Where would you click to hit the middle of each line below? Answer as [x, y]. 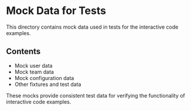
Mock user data [33, 65]
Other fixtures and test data [48, 84]
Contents [23, 52]
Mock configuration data [44, 78]
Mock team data [34, 72]
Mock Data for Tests [56, 11]
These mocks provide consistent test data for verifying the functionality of [96, 95]
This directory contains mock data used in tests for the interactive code [92, 27]
